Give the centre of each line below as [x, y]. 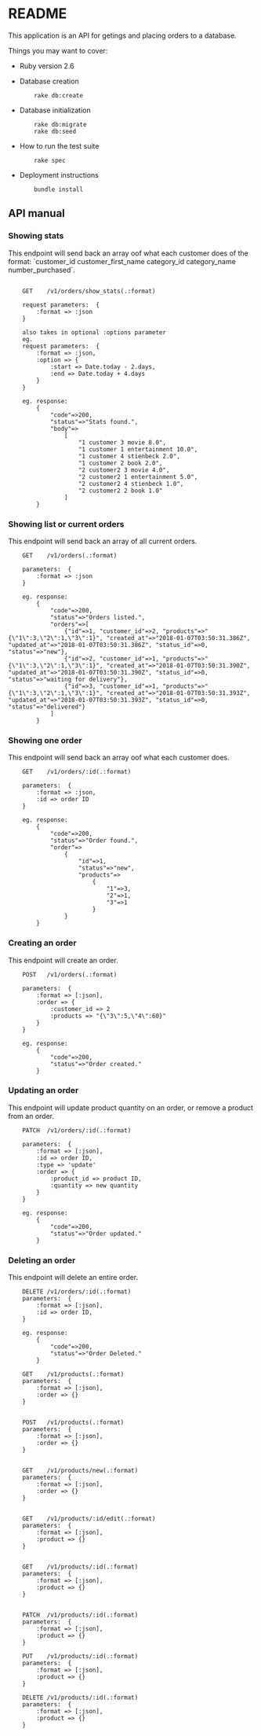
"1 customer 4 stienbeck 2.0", [129, 456]
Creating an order [42, 943]
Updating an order [43, 1091]
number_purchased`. [42, 270]
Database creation [49, 81]
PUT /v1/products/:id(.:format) [80, 1657]
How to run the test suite [59, 145]
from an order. [31, 1116]
